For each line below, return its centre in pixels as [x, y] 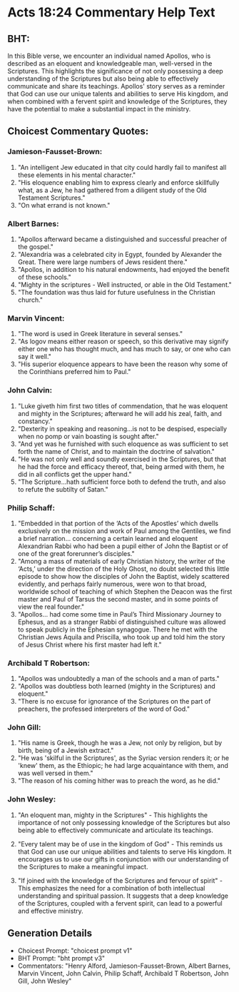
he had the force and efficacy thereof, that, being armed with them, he [121, 466]
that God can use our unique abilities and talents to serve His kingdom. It [124, 851]
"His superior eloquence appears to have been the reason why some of [123, 364]
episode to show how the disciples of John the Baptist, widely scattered [123, 576]
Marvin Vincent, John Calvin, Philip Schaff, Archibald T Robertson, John [123, 973]
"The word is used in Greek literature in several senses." [100, 334]
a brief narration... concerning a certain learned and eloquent [108, 538]
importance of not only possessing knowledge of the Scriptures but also [124, 822]
